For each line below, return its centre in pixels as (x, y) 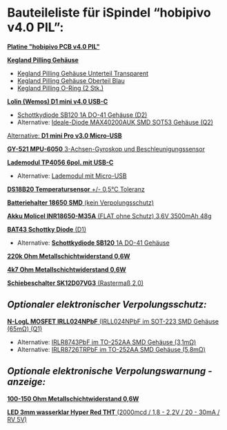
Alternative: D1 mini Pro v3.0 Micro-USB (65, 135)
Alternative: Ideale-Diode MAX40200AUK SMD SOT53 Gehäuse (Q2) (115, 122)
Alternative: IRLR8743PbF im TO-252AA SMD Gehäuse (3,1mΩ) (107, 342)
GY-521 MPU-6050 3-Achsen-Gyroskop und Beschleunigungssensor (106, 149)
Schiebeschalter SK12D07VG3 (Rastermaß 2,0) (75, 283)
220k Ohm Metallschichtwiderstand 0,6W (69, 256)
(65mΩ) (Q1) (25, 328)
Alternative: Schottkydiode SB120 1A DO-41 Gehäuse (93, 243)
